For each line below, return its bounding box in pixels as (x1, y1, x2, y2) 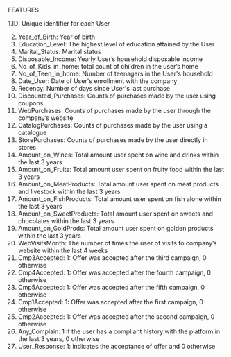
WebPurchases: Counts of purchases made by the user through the (17, 107, 211, 114)
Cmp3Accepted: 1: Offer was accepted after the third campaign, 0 (17, 254, 207, 262)
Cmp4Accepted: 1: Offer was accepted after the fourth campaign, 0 (17, 268, 211, 277)
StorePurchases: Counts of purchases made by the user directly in (17, 136, 209, 144)
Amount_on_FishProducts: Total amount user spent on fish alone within (17, 195, 221, 203)
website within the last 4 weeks (17, 246, 108, 254)
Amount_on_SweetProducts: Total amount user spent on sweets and (17, 209, 214, 218)
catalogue (17, 128, 47, 137)
